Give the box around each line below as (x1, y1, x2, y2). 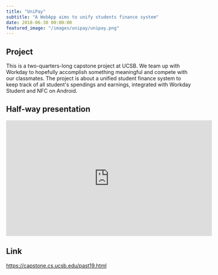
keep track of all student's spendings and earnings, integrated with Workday (6, 81, 191, 88)
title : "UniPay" (6, 8, 46, 15)
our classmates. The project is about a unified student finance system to (6, 75, 181, 82)
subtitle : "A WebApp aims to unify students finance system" (6, 14, 159, 20)
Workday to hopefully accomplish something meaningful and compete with (6, 69, 188, 76)
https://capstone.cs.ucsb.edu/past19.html (6, 262, 107, 269)
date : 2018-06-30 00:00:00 (6, 19, 72, 25)
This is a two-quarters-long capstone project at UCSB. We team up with (6, 62, 180, 69)
